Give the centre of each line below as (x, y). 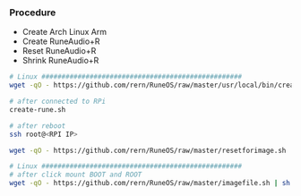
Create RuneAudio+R (61, 41)
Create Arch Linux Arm (64, 32)
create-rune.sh (38, 109)
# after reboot (38, 126)
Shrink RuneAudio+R (60, 61)
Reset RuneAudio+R (59, 51)
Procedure (33, 13)
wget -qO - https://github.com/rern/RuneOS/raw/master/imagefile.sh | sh (150, 183)
